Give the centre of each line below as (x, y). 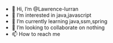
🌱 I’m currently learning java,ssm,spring (59, 21)
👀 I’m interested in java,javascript (52, 15)
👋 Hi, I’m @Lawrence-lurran (45, 9)
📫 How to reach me (36, 34)
